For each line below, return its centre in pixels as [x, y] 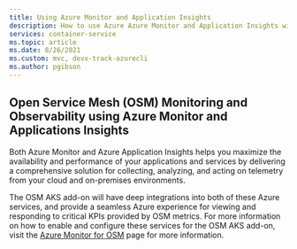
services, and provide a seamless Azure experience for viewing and [133, 206]
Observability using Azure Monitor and [118, 117]
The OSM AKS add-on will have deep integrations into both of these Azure [145, 197]
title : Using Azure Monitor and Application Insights [110, 17]
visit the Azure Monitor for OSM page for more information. [117, 235]
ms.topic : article [43, 42]
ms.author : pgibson [45, 67]
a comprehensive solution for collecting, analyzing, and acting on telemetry [146, 170]
